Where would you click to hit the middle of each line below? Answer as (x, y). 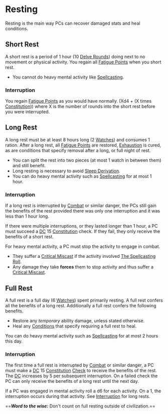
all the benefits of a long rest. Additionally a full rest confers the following (81, 305)
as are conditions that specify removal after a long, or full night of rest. (78, 150)
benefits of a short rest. (30, 237)
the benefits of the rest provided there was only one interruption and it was (83, 211)
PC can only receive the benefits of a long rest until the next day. (72, 381)
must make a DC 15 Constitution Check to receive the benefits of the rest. (81, 371)
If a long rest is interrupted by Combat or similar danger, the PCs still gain (81, 205)
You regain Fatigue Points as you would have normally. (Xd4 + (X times (78, 101)
